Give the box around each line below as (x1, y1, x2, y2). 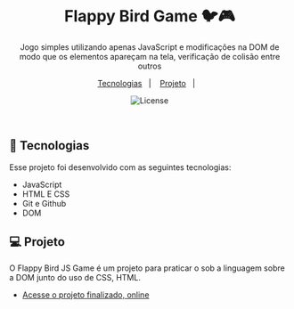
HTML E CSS (21, 188, 70, 199)
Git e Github (21, 198, 67, 208)
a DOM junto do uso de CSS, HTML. (9, 272, 141, 282)
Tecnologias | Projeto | (97, 77, 196, 88)
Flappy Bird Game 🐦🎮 (63, 6, 236, 27)
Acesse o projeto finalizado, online (21, 289, 150, 300)
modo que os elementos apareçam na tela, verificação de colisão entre (19, 51, 281, 61)
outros (137, 61, 162, 71)
